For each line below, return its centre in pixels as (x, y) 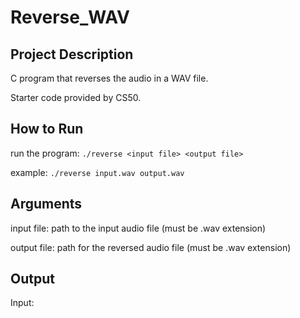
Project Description (72, 54)
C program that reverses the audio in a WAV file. (109, 78)
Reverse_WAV (70, 17)
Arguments (46, 204)
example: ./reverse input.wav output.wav (97, 172)
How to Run (47, 129)
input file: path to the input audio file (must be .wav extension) (138, 228)
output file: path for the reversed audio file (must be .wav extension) (151, 247)
